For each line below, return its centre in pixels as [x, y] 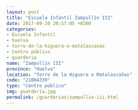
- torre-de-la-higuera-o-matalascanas [56, 46]
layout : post [23, 12]
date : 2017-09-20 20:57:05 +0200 [49, 23]
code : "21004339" [28, 80]
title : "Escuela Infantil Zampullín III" [60, 18]
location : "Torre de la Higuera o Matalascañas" [69, 75]
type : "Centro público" [37, 86]
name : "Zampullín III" [35, 63]
